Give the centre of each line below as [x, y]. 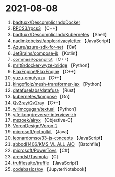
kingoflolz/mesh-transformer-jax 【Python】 [58, 84]
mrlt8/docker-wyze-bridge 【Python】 [52, 65]
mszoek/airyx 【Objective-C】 [44, 120]
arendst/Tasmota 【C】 [37, 156]
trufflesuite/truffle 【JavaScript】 [47, 163]
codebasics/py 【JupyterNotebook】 [51, 169]
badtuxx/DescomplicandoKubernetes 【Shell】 [61, 34]
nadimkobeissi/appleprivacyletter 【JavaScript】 [63, 41]
